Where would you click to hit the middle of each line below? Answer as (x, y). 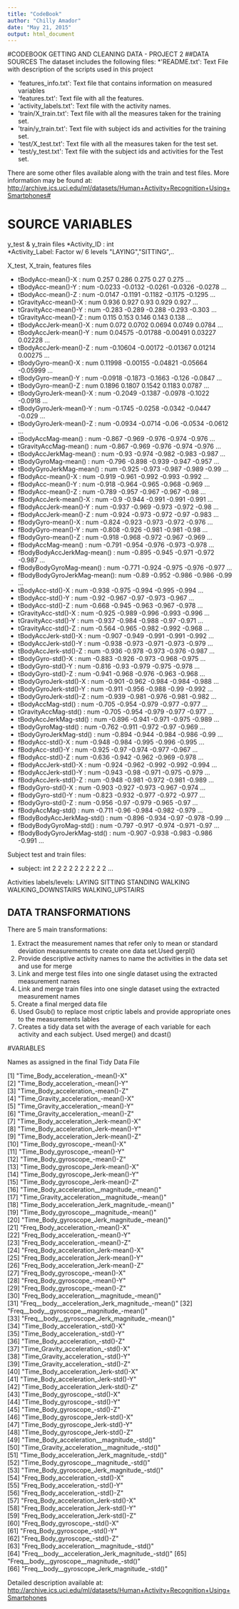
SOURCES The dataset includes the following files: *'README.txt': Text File (118, 62)
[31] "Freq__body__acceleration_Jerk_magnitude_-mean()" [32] (100, 1303)
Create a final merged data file (62, 1004)
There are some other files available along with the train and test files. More (118, 173)
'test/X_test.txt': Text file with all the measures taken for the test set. (118, 144)
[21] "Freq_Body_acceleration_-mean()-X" (68, 1227)
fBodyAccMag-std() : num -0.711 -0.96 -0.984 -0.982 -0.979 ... (110, 810)
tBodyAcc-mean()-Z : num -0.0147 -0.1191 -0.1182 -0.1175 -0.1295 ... (117, 295)
